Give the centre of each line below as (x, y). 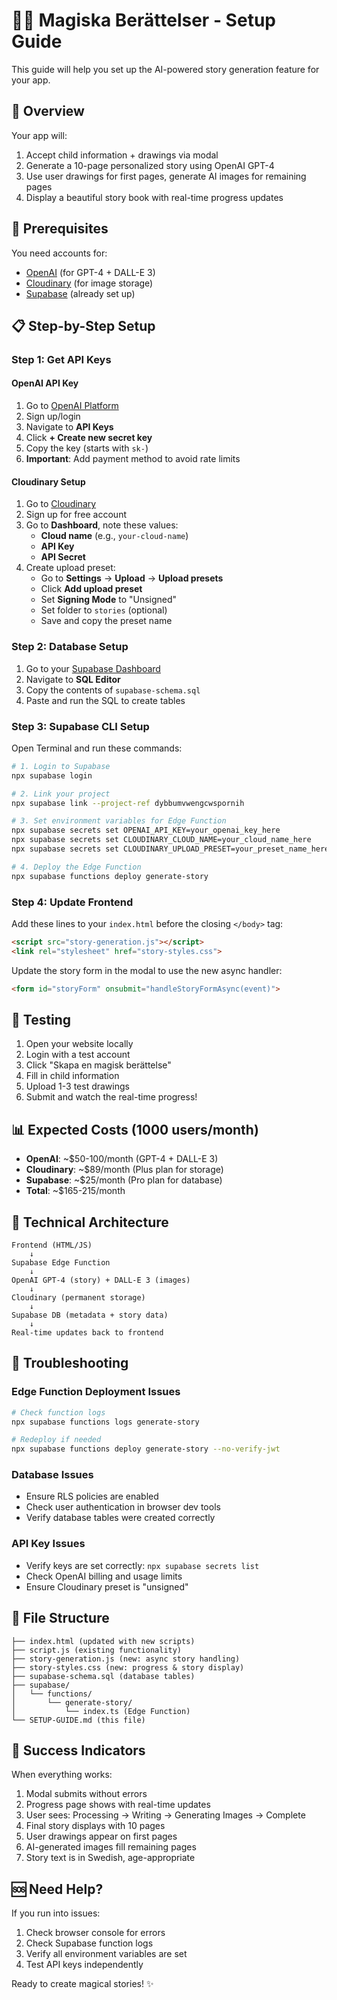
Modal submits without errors (86, 1794)
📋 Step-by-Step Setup (83, 325)
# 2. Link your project (61, 794)
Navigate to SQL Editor (73, 679)
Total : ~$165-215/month (75, 1191)
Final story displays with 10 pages (95, 1826)
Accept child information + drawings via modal (122, 155)
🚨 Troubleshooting (70, 1363)
